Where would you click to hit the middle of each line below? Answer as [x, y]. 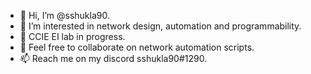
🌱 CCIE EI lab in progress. [72, 36]
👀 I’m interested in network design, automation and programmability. [160, 26]
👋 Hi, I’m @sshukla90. [64, 15]
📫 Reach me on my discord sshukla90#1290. [113, 58]
